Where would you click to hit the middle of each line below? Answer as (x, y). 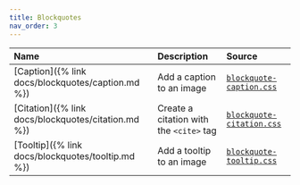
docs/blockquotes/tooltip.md (75, 156)
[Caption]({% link (50, 71)
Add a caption (187, 77)
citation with (183, 119)
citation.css (254, 123)
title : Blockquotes (46, 17)
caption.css (252, 87)
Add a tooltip (184, 150)
